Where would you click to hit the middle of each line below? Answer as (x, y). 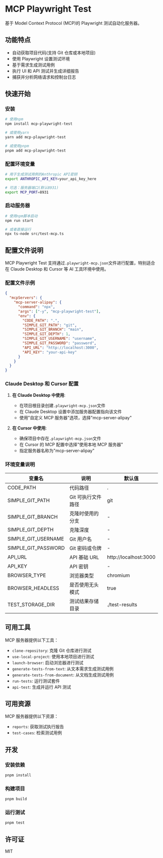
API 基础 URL (84, 557)
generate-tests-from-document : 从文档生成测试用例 (63, 675)
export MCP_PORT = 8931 (27, 192)
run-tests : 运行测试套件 (36, 681)
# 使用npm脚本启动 (21, 216)
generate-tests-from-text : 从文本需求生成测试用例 (63, 668)
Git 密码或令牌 (86, 548)
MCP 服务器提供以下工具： (32, 640)
